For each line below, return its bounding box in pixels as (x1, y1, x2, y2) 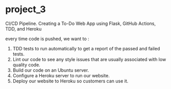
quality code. (12, 62, 41, 68)
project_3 (5, 4, 46, 15)
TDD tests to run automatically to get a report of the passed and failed (12, 45, 160, 51)
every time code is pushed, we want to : (5, 36, 89, 42)
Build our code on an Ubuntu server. (12, 67, 89, 73)
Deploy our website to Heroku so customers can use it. (12, 78, 129, 84)
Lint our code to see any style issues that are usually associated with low (12, 56, 166, 62)
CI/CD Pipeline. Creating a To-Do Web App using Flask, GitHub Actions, (5, 20, 156, 26)
